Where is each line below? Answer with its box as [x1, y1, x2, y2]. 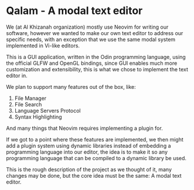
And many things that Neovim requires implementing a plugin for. [6, 125, 163, 132]
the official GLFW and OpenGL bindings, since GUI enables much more [6, 60, 178, 67]
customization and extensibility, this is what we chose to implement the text [6, 65, 189, 72]
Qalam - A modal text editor [6, 4, 143, 18]
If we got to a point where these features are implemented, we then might [6, 136, 183, 143]
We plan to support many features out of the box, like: [6, 83, 136, 90]
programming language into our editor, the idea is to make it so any [6, 148, 168, 156]
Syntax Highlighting [14, 113, 63, 120]
